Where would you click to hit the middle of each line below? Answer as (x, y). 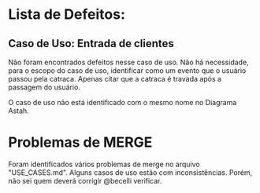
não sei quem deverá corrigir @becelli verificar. (85, 180)
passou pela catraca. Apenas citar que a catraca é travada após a (115, 79)
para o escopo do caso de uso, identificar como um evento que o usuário (127, 71)
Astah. (19, 111)
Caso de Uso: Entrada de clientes (91, 44)
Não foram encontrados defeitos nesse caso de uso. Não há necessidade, (129, 62)
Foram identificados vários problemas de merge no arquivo (104, 164)
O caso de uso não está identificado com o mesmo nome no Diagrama (123, 102)
